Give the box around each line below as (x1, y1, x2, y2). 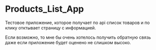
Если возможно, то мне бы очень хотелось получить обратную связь (5, 34, 151, 40)
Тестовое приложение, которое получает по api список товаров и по (5, 20, 150, 25)
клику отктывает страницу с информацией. (5, 25, 96, 30)
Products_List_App (5, 3, 84, 15)
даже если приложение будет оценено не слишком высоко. (5, 39, 131, 45)
